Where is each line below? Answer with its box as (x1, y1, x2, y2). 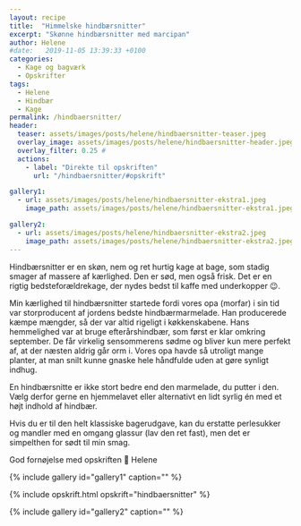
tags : (9, 80, 30, 89)
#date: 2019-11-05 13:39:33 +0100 (9, 47, 146, 55)
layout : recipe (9, 13, 66, 22)
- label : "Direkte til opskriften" (25, 163, 159, 172)
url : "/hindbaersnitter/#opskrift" (32, 171, 167, 180)
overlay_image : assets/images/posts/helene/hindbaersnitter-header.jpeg (17, 138, 295, 147)
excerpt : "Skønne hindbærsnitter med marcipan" (9, 30, 191, 38)
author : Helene (9, 38, 66, 47)
